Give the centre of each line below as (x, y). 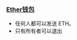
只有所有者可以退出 (38, 31)
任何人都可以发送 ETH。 (44, 24)
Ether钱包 (20, 9)
